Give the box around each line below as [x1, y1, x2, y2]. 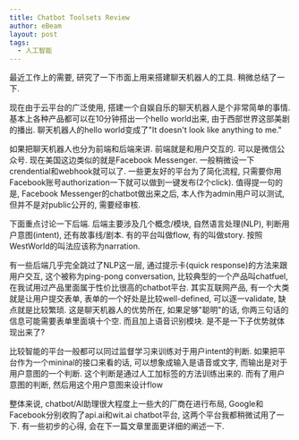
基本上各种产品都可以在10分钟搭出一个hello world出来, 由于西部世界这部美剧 [9, 114, 291, 124]
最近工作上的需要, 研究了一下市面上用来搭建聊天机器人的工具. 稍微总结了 [9, 72, 278, 83]
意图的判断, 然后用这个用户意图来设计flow [9, 379, 164, 390]
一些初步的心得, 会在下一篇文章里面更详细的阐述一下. [29, 421, 225, 432]
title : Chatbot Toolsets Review [9, 13, 130, 22]
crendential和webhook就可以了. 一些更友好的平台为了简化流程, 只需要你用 [9, 166, 282, 177]
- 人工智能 [17, 47, 53, 55]
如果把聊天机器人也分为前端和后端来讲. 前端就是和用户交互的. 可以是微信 [9, 144, 278, 155]
